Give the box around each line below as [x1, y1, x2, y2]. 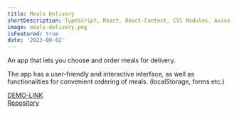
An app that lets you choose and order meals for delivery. [7, 56, 176, 64]
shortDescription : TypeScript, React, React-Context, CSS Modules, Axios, [7, 17, 234, 24]
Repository [7, 98, 39, 107]
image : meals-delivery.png [7, 23, 87, 30]
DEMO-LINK [7, 91, 43, 100]
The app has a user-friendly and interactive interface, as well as [7, 70, 194, 79]
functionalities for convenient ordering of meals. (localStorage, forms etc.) [7, 77, 225, 86]
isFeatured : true [7, 30, 59, 38]
